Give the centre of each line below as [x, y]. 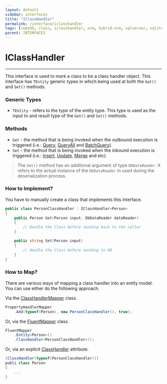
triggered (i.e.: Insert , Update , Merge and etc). [60, 156]
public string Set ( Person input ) [49, 241]
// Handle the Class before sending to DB [68, 250]
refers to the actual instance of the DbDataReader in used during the [86, 171]
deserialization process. [42, 176]
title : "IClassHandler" [30, 19]
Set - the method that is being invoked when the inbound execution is [83, 150]
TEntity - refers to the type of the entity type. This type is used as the [84, 111]
